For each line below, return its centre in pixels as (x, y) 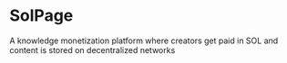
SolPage (41, 16)
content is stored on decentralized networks (92, 49)
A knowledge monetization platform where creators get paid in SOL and (144, 40)
